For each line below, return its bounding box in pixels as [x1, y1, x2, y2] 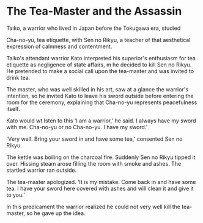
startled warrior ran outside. [6, 166, 77, 174]
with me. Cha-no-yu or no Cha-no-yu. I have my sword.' [6, 123, 148, 130]
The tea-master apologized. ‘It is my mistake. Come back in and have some [6, 178, 196, 185]
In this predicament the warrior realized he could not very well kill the [6, 203, 180, 210]
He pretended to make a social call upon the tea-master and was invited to [6, 67, 194, 74]
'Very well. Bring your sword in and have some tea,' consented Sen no [6, 135, 183, 143]
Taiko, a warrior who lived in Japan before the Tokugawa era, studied [6, 24, 181, 32]
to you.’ [6, 191, 25, 199]
